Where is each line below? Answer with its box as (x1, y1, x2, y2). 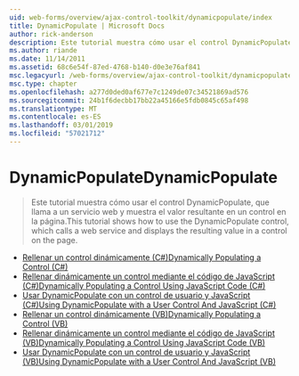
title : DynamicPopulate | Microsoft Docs (9, 21, 166, 30)
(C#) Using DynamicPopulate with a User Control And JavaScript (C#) (21, 299, 277, 310)
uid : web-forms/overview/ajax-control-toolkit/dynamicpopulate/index (9, 12, 273, 22)
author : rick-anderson (9, 29, 93, 38)
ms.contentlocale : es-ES (9, 112, 101, 121)
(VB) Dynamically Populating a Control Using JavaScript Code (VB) (21, 337, 265, 347)
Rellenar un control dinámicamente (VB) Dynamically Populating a (21, 308, 261, 319)
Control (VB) (21, 318, 69, 329)
